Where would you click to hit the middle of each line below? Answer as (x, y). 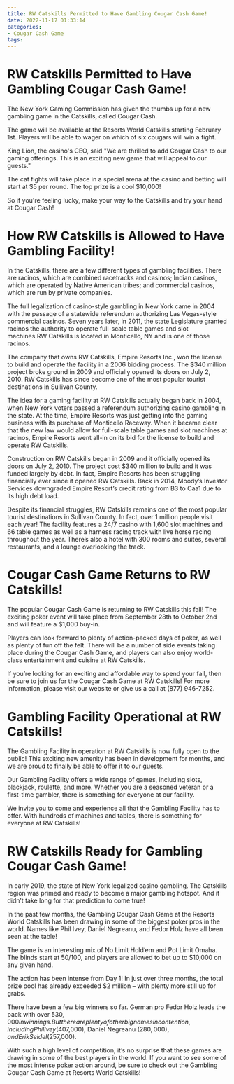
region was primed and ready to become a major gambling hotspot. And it (114, 893)
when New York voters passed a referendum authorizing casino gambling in (116, 408)
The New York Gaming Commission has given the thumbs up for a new (109, 109)
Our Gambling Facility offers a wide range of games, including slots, (105, 779)
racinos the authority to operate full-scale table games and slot (98, 329)
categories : (24, 27)
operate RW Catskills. (38, 445)
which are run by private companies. (60, 293)
